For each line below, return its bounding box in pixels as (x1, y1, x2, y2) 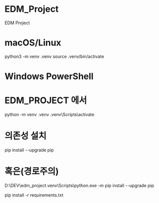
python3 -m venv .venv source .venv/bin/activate (4, 53, 104, 59)
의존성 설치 (4, 130, 47, 142)
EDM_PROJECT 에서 (4, 95, 87, 106)
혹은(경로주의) (4, 166, 59, 177)
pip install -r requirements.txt (4, 192, 64, 198)
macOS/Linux (4, 37, 62, 48)
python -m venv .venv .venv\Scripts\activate (4, 112, 95, 117)
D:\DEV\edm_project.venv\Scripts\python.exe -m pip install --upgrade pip (4, 182, 155, 188)
